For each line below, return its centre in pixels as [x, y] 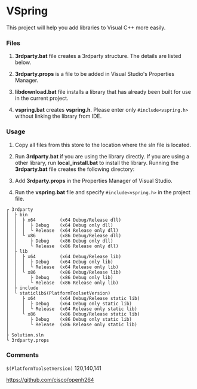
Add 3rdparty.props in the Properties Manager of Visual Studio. [94, 180]
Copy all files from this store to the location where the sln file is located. [103, 145]
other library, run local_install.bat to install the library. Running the [97, 163]
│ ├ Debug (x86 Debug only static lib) [69, 319]
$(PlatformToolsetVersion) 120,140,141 [54, 368]
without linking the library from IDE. [58, 116]
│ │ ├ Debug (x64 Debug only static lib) [69, 304]
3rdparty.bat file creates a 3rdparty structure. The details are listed [98, 56]
